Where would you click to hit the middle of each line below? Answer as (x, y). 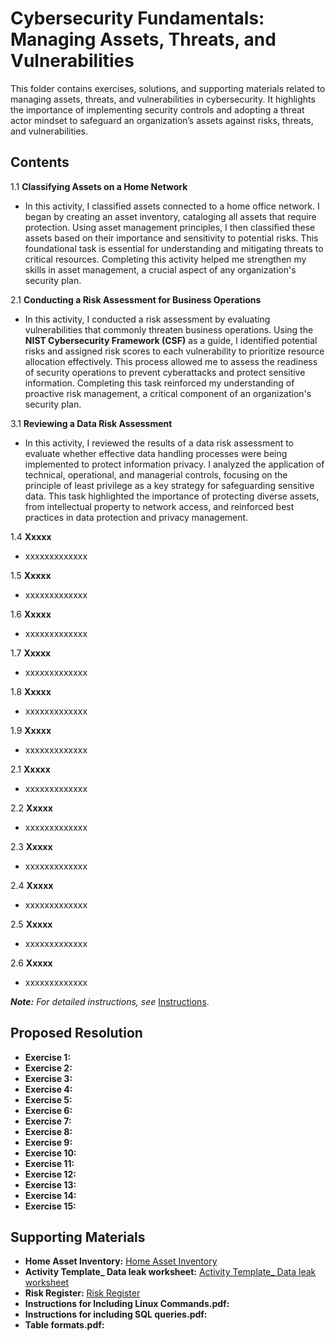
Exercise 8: (48, 1131)
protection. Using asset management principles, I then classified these (170, 227)
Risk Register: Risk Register (82, 1293)
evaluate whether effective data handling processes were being (156, 453)
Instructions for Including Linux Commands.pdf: (127, 1304)
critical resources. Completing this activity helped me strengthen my (165, 259)
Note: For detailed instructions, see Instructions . (110, 1001)
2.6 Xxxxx (31, 963)
